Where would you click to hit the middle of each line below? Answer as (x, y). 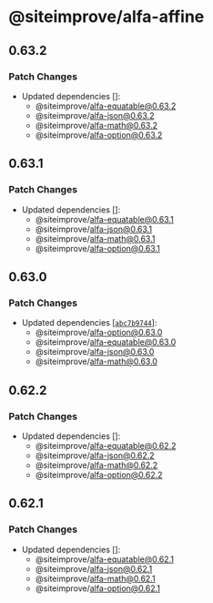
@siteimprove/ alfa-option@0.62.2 (99, 474)
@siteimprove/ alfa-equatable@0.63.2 (106, 106)
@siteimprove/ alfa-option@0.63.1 (98, 248)
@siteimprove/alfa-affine (106, 17)
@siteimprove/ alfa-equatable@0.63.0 (106, 342)
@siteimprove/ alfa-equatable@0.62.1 (105, 559)
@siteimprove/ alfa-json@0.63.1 (93, 229)
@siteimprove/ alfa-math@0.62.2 (96, 465)
